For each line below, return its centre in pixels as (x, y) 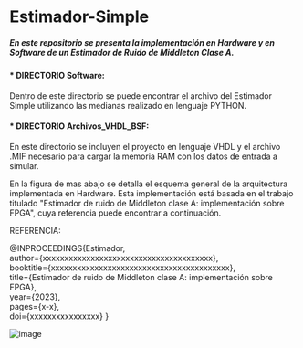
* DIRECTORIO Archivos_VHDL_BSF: (79, 126)
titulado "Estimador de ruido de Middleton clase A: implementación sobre (147, 203)
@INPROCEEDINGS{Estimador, (68, 248)
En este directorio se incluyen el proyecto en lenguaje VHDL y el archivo (145, 146)
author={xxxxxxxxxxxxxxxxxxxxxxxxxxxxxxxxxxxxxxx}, (114, 258)
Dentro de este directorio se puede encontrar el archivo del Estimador (141, 95)
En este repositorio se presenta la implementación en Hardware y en (142, 42)
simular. (24, 165)
